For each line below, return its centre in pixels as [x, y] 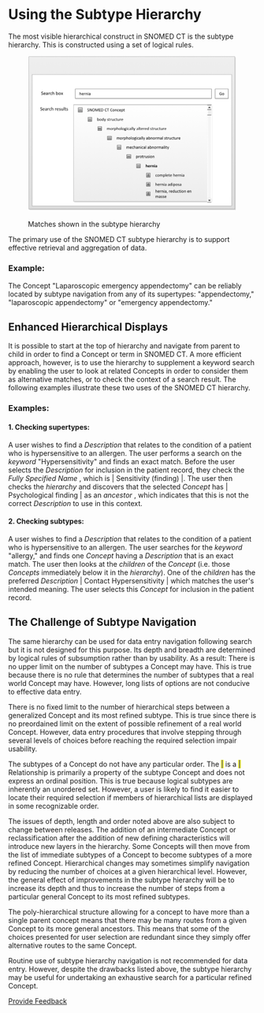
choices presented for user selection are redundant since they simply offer [129, 937]
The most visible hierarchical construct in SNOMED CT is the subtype [121, 36]
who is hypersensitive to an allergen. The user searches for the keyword [125, 547]
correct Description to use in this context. [76, 503]
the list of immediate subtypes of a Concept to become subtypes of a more [130, 855]
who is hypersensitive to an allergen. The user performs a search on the [125, 453]
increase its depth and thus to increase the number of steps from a [117, 888]
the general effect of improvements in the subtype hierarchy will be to [121, 880]
